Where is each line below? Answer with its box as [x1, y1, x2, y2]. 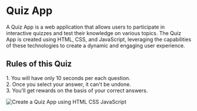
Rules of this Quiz [6, 59, 72, 69]
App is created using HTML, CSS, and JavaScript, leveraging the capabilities [6, 36, 192, 43]
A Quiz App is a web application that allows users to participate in [6, 23, 165, 30]
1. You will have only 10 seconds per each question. [6, 74, 131, 81]
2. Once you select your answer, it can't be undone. [6, 81, 131, 88]
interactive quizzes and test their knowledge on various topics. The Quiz [6, 29, 181, 36]
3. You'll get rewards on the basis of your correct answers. [6, 86, 148, 94]
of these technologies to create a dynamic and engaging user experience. [6, 42, 185, 49]
